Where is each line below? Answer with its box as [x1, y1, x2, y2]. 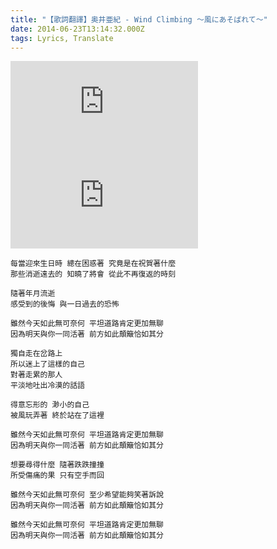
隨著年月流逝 [10, 289, 56, 299]
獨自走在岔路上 [10, 349, 63, 359]
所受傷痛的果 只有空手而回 [10, 471, 105, 481]
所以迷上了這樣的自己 [10, 359, 85, 370]
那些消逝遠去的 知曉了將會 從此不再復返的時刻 [10, 269, 177, 280]
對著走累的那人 [10, 370, 63, 380]
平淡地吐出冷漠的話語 [10, 381, 85, 391]
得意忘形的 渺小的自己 [10, 400, 90, 410]
